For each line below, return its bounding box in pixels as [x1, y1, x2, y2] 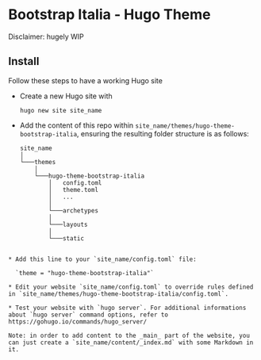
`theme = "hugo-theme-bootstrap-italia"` [15, 269, 155, 277]
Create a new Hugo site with [19, 91, 113, 101]
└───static [48, 234, 85, 243]
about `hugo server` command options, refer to [8, 311, 169, 319]
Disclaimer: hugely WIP [8, 32, 85, 41]
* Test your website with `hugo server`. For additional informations [8, 304, 247, 312]
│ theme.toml [48, 186, 99, 193]
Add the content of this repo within [19, 121, 134, 130]
